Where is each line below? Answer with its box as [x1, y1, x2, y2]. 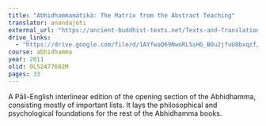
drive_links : [8, 33, 51, 42]
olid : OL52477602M [8, 63, 69, 71]
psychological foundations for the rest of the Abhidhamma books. [8, 108, 222, 118]
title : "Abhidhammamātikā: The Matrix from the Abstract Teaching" [8, 11, 236, 20]
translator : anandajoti [8, 19, 87, 27]
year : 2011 [8, 56, 44, 64]
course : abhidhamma [8, 48, 73, 56]
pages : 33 [8, 70, 41, 78]
